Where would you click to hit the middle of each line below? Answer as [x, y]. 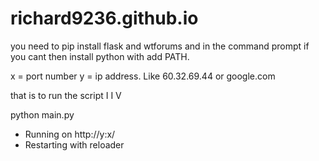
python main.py [42, 114]
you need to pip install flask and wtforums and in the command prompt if [160, 46]
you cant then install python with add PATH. [100, 56]
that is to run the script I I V [66, 95]
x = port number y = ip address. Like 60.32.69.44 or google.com [143, 76]
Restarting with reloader [74, 144]
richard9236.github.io [104, 18]
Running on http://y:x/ [70, 134]
